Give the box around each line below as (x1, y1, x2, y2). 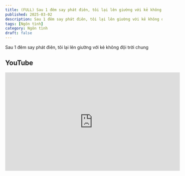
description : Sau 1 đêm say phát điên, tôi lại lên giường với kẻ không (5, 16, 160, 21)
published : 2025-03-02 (5, 12, 52, 17)
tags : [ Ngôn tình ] (5, 21, 43, 26)
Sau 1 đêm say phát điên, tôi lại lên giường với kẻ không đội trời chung (5, 44, 149, 50)
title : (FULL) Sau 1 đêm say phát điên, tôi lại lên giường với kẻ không (5, 7, 162, 12)
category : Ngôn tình (5, 26, 48, 31)
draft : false (5, 30, 32, 35)
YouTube (5, 58, 33, 67)
